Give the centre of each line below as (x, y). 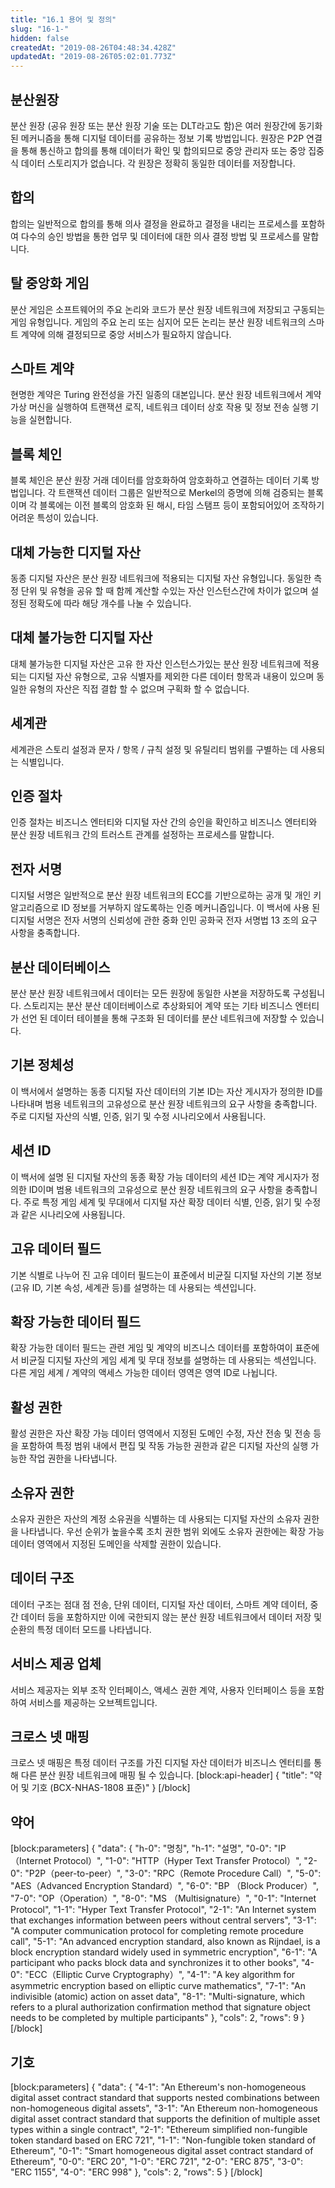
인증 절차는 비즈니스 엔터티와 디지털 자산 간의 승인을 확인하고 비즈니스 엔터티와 (164, 822)
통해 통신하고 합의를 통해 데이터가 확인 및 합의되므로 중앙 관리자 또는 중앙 (163, 150)
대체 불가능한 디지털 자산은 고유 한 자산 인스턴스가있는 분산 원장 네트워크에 (156, 663)
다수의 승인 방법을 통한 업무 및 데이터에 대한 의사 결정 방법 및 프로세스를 (160, 236)
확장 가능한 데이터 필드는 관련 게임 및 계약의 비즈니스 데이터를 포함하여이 (151, 1348)
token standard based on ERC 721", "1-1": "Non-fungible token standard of (163, 2140)
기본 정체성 (42, 1065)
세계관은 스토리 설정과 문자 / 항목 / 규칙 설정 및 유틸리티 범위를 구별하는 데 (154, 749)
